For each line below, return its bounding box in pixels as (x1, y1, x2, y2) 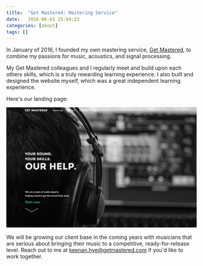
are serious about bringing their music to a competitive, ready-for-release (6, 240, 190, 247)
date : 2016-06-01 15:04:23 (6, 16, 80, 22)
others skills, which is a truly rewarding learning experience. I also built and (6, 71, 193, 78)
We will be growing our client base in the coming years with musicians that (6, 233, 192, 241)
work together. (6, 253, 43, 260)
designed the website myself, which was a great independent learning (6, 77, 181, 85)
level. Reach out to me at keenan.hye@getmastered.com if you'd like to (6, 247, 184, 254)
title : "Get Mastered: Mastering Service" (6, 10, 118, 16)
